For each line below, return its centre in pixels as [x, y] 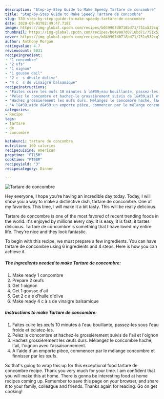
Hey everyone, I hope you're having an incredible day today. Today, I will [78, 196]
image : [12, 28]
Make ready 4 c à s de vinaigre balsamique [55, 301]
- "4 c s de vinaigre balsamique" [41, 82]
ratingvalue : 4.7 [23, 46]
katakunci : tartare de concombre [39, 141]
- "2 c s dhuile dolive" [31, 78]
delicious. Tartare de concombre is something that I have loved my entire [78, 227]
